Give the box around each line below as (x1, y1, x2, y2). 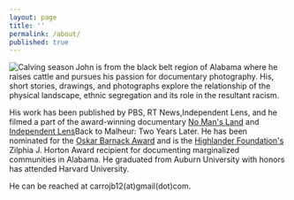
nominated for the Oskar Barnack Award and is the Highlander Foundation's (9, 135, 284, 146)
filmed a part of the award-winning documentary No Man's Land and (9, 117, 260, 127)
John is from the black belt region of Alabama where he (75, 62, 278, 73)
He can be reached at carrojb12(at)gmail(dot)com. (9, 181, 192, 191)
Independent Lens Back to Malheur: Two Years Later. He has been (9, 126, 248, 137)
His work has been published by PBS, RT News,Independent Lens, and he (9, 107, 278, 118)
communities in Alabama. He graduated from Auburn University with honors (9, 154, 285, 165)
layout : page (9, 12, 57, 22)
